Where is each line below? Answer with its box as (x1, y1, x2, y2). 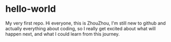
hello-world (5, 3, 56, 15)
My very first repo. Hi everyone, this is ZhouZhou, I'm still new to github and (5, 20, 166, 26)
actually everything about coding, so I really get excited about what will (5, 25, 156, 31)
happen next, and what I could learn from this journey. (5, 31, 120, 37)
